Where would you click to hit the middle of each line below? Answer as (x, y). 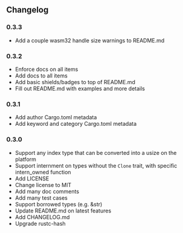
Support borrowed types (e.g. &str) (59, 204)
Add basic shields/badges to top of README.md (75, 82)
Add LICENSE (32, 179)
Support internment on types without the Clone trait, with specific (96, 165)
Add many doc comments (47, 191)
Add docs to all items (41, 76)
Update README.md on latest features (63, 211)
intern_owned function (43, 172)
